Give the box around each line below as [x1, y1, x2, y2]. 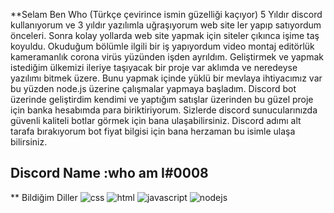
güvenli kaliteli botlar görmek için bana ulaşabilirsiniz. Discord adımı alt [10, 115, 302, 126]
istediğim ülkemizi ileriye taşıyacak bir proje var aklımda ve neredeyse [10, 62, 298, 73]
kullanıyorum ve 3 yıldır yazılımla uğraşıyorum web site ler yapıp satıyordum [10, 19, 322, 31]
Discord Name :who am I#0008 [10, 165, 209, 182]
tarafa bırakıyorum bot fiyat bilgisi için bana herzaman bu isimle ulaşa [10, 125, 296, 137]
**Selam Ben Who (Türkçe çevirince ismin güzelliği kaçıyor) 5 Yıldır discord [10, 9, 323, 20]
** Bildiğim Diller [10, 191, 78, 203]
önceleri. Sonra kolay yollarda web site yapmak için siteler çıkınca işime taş [10, 30, 320, 41]
